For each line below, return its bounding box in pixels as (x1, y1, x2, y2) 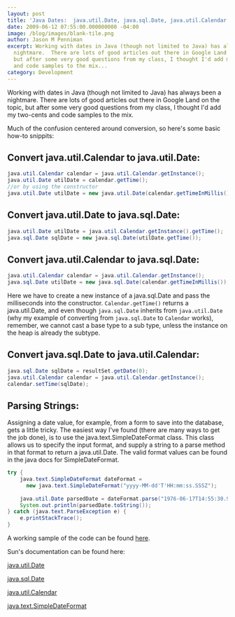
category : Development (7, 69, 73, 76)
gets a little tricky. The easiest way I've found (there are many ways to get (7, 426, 220, 434)
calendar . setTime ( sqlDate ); (7, 380, 90, 387)
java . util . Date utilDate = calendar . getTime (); (7, 176, 149, 184)
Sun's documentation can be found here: (7, 548, 125, 556)
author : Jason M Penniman (7, 36, 83, 43)
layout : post (7, 10, 45, 18)
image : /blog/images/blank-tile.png (7, 29, 114, 37)
